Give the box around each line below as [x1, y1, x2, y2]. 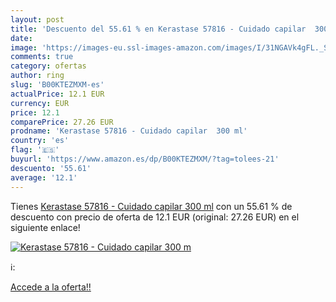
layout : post [10, 14, 65, 25]
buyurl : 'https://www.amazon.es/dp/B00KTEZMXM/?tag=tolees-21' [10, 154, 280, 164]
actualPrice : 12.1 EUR [10, 89, 105, 99]
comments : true [10, 52, 74, 62]
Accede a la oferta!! [10, 281, 92, 293]
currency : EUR [10, 98, 70, 108]
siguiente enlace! [10, 221, 81, 233]
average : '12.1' [10, 172, 78, 183]
